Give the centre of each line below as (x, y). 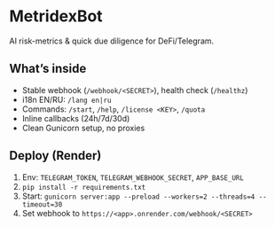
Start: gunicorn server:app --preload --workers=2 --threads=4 (138, 196)
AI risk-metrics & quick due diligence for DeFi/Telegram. (112, 41)
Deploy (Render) (55, 156)
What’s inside (48, 69)
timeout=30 (42, 204)
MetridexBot (56, 16)
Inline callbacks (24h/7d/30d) (76, 118)
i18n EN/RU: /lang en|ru (67, 99)
